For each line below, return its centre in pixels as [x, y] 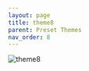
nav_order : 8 [29, 37]
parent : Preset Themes [45, 30]
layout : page [29, 15]
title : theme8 [31, 23]
